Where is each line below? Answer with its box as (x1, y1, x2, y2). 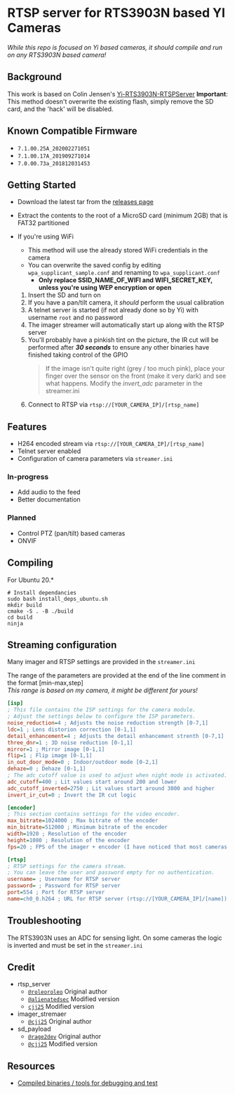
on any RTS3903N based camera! (7, 51, 107, 59)
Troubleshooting (7, 915, 82, 927)
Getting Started (7, 179, 76, 191)
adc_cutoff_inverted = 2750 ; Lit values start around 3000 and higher (7, 784, 215, 792)
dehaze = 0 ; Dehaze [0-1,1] (7, 765, 86, 772)
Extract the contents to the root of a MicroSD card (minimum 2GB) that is (17, 211, 228, 220)
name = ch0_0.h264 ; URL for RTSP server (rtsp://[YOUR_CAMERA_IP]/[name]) (7, 895, 228, 902)
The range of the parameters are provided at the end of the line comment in (7, 671, 226, 680)
